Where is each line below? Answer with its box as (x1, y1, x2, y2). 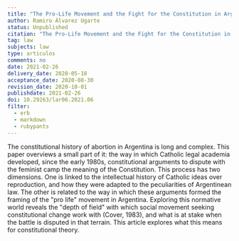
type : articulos (7, 50, 55, 58)
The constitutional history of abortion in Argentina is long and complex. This (7, 142, 230, 151)
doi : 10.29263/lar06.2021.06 (7, 97, 94, 104)
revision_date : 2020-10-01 (7, 83, 87, 90)
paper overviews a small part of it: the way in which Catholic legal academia (7, 150, 230, 159)
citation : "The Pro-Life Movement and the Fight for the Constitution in (7, 30, 231, 38)
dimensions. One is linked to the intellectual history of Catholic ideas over (7, 172, 223, 181)
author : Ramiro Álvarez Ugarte (7, 17, 100, 24)
